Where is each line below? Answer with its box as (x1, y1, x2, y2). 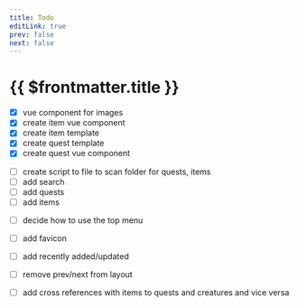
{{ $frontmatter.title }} (9, 78, 180, 98)
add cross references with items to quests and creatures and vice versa (22, 287, 290, 298)
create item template (22, 127, 100, 138)
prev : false (9, 30, 54, 39)
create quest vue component (22, 148, 131, 159)
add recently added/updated (22, 250, 129, 262)
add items (22, 196, 61, 208)
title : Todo (9, 13, 54, 23)
